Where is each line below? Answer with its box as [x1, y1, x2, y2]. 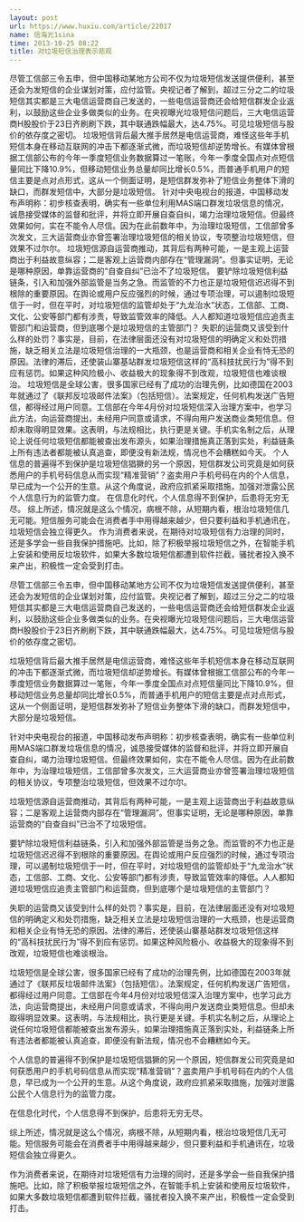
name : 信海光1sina [9, 30, 75, 39]
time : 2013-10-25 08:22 [9, 38, 100, 48]
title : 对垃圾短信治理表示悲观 [9, 47, 112, 56]
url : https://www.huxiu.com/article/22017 [9, 22, 172, 31]
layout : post [9, 13, 59, 23]
